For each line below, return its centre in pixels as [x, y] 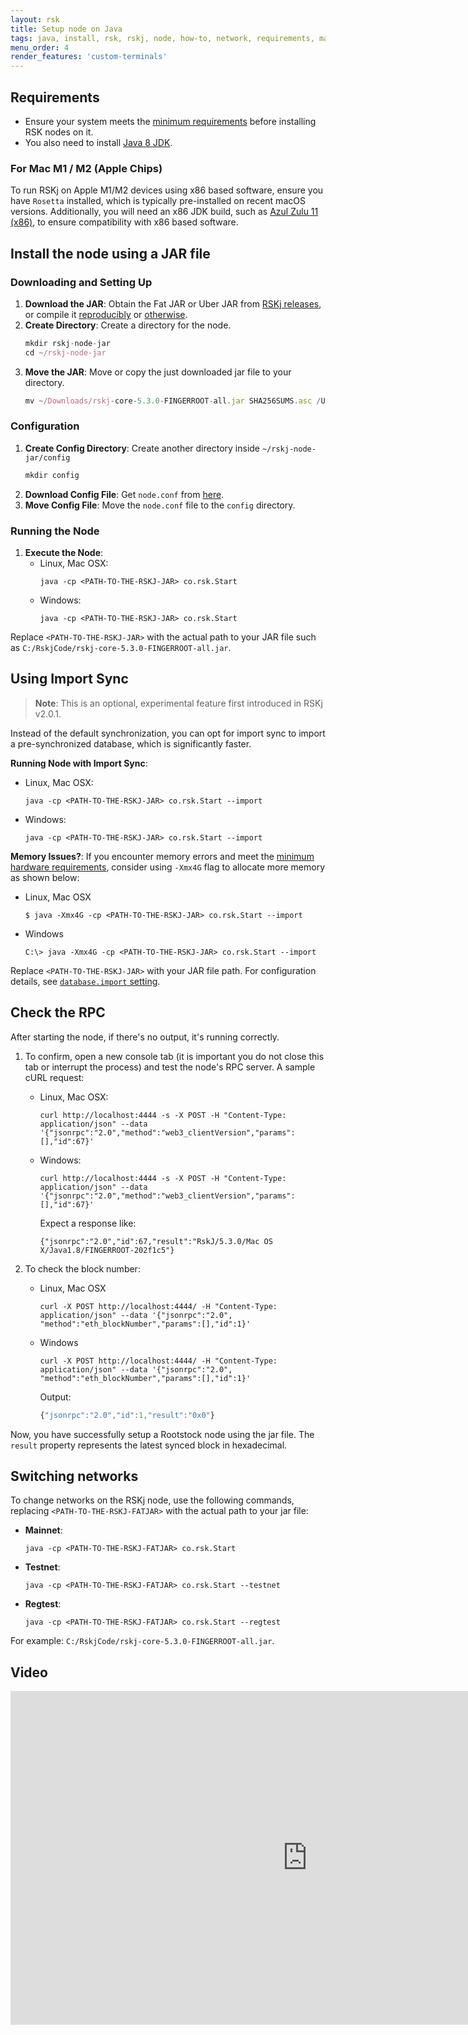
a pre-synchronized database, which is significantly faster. [131, 743]
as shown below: [45, 877]
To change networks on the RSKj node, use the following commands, [152, 1500]
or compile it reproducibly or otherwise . [106, 314]
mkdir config [52, 475]
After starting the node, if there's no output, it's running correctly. [145, 1037]
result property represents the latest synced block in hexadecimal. [149, 1445]
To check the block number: [82, 1268]
